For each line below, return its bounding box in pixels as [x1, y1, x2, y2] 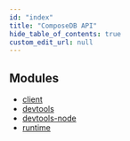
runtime [21, 122, 52, 133]
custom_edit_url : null [9, 37, 93, 47]
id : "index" [9, 12, 53, 22]
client [21, 94, 43, 105]
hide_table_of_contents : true [9, 29, 122, 38]
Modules [9, 70, 60, 85]
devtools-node [21, 113, 77, 124]
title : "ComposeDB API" [9, 21, 98, 30]
